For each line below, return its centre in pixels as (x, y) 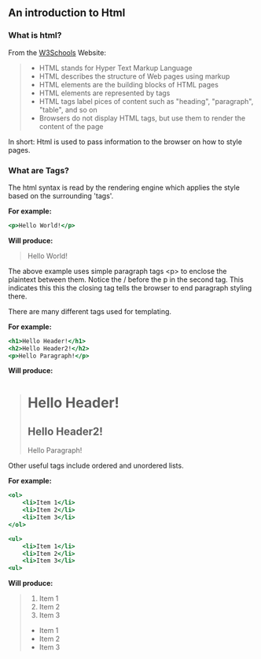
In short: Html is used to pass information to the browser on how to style (125, 142)
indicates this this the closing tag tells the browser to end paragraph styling (130, 287)
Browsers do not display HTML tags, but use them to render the (142, 118)
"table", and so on (68, 109)
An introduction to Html (67, 13)
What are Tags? (39, 170)
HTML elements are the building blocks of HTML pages (129, 84)
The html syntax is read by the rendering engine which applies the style (124, 187)
